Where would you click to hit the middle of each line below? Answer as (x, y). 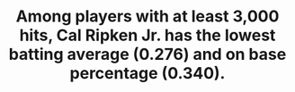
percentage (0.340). (147, 74)
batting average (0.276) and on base (147, 54)
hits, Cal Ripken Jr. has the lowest (147, 35)
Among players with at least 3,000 (147, 17)
